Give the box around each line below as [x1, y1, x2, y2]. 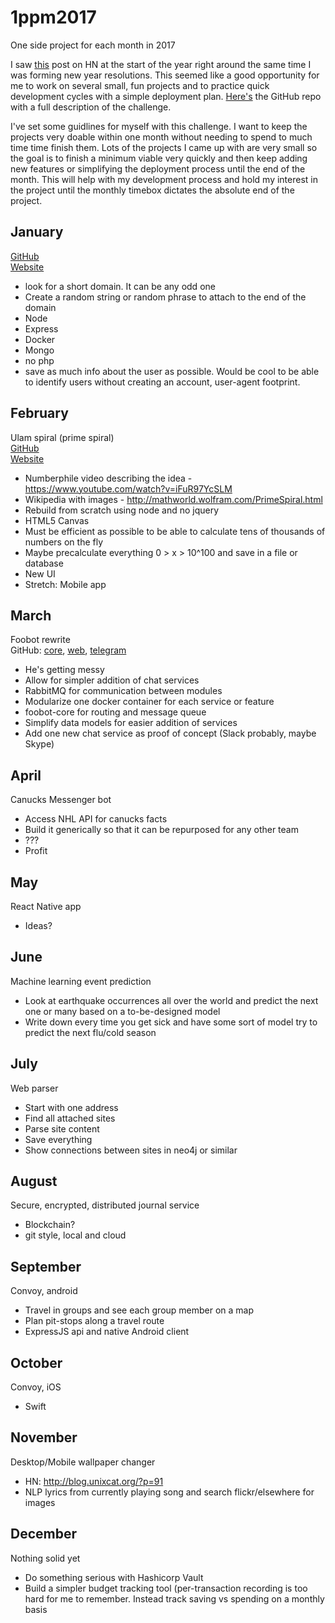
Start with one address [24, 1101, 119, 1113]
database [24, 557, 64, 569]
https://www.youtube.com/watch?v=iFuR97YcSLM [24, 482, 233, 495]
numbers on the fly [24, 536, 104, 548]
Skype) [24, 738, 55, 750]
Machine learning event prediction [10, 975, 152, 987]
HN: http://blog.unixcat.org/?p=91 [24, 1475, 164, 1487]
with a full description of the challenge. [10, 101, 172, 113]
